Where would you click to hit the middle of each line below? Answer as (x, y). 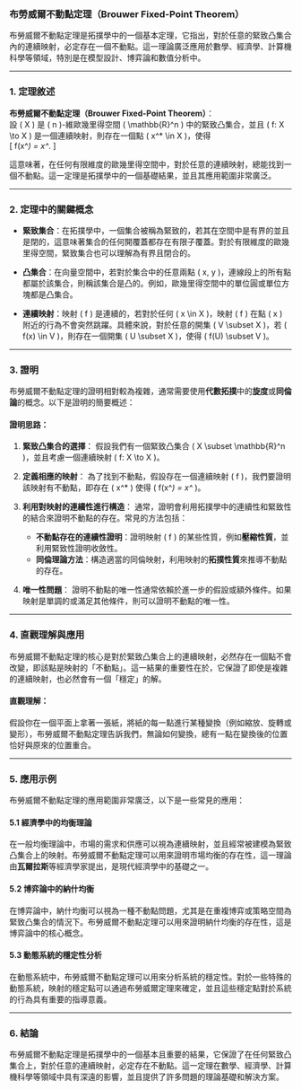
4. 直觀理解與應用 (47, 635)
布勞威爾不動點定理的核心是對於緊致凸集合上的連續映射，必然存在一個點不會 (150, 656)
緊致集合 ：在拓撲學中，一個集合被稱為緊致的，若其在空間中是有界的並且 (155, 230)
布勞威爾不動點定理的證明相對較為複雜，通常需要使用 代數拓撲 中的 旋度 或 (142, 391)
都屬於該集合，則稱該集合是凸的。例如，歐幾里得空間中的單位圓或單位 (152, 283)
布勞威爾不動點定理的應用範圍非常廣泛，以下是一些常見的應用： (127, 800)
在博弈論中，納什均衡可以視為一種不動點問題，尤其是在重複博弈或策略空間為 (150, 910)
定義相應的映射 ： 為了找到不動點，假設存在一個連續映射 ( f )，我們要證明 (156, 477)
